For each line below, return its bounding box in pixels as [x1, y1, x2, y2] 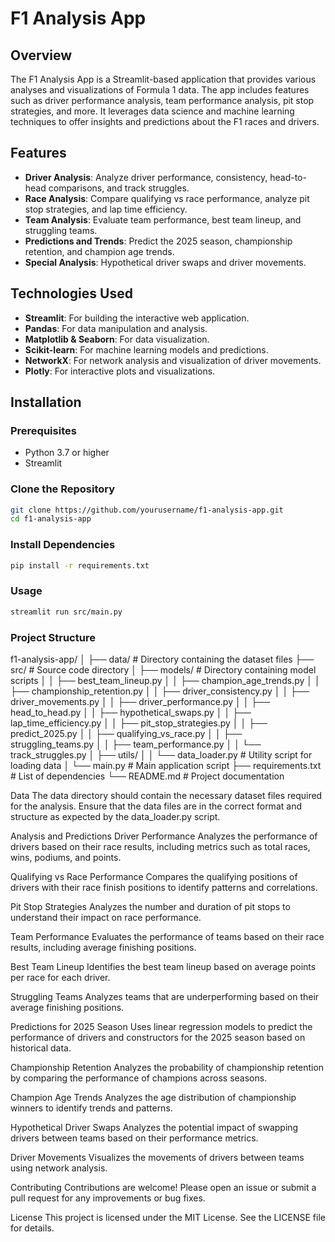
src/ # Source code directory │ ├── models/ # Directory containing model [10, 664, 317, 676]
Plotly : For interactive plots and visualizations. [24, 365, 216, 377]
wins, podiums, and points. [10, 852, 122, 863]
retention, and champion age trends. [24, 245, 175, 257]
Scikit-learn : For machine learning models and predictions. [24, 343, 269, 356]
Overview [10, 47, 73, 64]
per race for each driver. [10, 972, 111, 983]
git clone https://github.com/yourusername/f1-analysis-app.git [10, 505, 284, 515]
